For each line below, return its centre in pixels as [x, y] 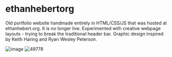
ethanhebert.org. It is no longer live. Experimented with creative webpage [83, 28]
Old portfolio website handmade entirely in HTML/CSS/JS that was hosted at [86, 23]
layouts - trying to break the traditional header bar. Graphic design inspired [84, 34]
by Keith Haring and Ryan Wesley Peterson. [51, 39]
